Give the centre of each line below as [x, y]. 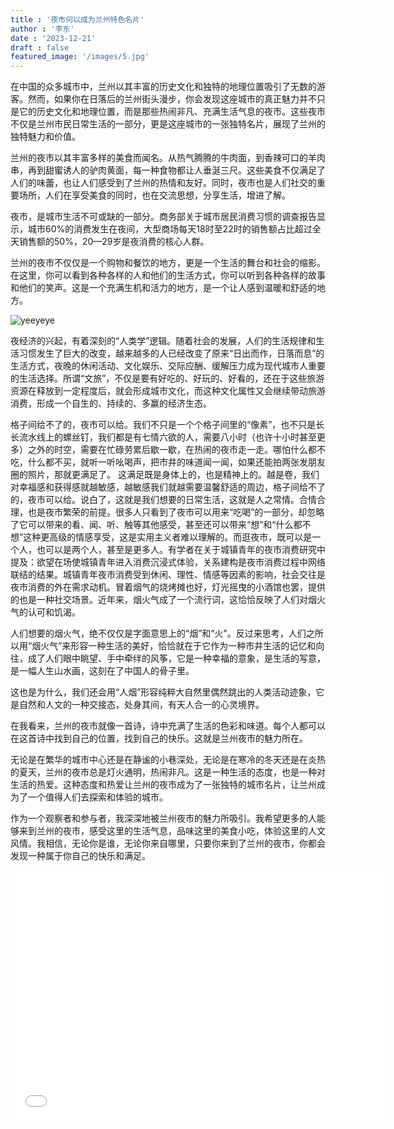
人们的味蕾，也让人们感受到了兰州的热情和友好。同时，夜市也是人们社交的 [163, 183]
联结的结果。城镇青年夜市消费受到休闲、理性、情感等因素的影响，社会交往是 [168, 575]
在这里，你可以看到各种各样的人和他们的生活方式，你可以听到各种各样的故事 [168, 275]
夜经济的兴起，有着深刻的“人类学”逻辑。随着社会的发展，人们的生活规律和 [163, 341]
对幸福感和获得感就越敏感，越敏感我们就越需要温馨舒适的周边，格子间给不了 [168, 487]
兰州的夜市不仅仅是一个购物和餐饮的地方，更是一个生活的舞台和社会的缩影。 [168, 263]
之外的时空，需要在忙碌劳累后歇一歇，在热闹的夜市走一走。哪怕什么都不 [176, 450]
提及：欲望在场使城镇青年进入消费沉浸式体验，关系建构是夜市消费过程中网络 [168, 562]
